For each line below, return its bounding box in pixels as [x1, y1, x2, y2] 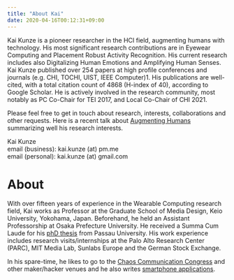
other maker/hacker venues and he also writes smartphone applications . [7, 265, 216, 273]
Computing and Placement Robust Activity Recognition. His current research [7, 50, 228, 59]
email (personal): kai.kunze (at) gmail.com [7, 152, 129, 161]
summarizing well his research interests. [7, 124, 124, 132]
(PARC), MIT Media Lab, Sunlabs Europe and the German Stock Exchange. [7, 244, 221, 252]
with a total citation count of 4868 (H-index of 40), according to [24, 80, 209, 89]
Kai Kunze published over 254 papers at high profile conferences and [7, 66, 207, 74]
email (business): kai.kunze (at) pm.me [7, 145, 119, 153]
